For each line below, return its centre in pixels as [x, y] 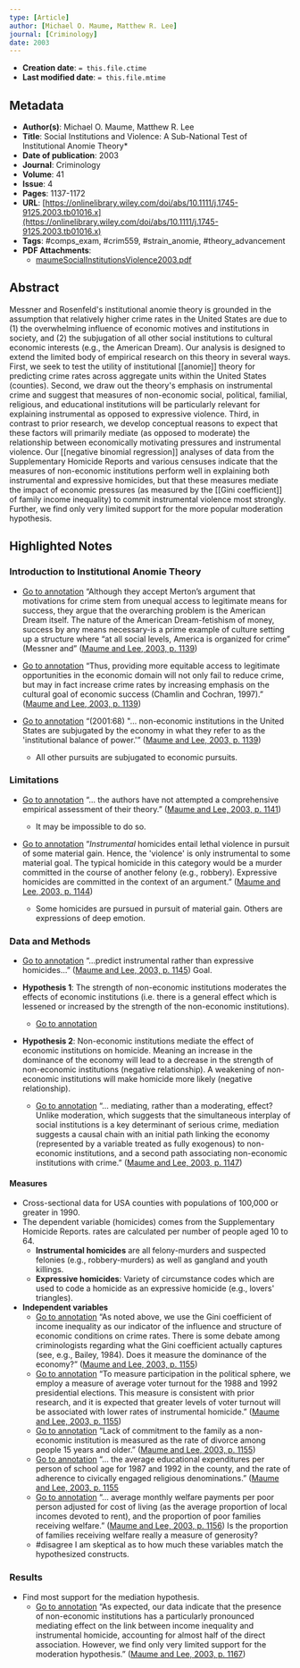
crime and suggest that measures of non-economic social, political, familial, [149, 395]
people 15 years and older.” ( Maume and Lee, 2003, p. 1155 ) [146, 1450]
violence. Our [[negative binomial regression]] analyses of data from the [142, 451]
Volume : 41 [43, 174]
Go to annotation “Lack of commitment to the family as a [139, 1431]
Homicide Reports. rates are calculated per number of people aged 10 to [155, 1232]
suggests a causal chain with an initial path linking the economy [153, 1135]
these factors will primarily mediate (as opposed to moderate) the [129, 432]
